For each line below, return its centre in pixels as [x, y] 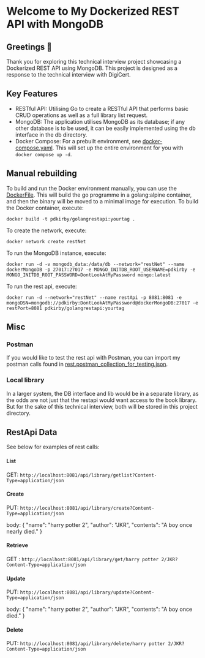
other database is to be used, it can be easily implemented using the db [105, 128]
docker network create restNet [46, 241]
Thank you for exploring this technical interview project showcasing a [94, 62]
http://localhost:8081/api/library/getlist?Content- [88, 475]
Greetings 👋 [29, 47]
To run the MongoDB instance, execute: [56, 253]
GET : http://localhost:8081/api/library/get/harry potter [83, 559]
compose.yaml [34, 148]
